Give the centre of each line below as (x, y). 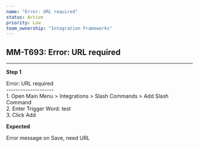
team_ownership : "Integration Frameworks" (59, 28)
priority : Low (24, 23)
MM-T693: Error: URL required (63, 52)
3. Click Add (21, 115)
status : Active (25, 17)
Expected (18, 127)
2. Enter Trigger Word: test (38, 109)
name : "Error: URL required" (42, 12)
